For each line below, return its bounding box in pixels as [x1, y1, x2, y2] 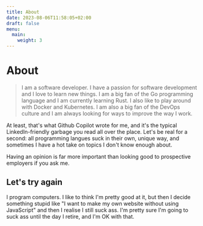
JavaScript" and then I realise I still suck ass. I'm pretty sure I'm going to [6, 206, 188, 214]
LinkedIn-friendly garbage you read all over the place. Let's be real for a [6, 128, 188, 135]
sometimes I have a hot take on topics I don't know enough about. [6, 141, 172, 148]
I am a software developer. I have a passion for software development [21, 84, 197, 91]
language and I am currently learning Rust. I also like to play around [21, 97, 191, 104]
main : [12, 32, 26, 38]
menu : [6, 26, 20, 32]
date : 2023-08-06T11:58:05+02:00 [6, 15, 92, 21]
